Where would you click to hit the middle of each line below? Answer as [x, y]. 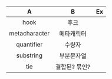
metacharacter [29, 33]
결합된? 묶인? [73, 67]
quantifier [29, 45]
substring [29, 55]
